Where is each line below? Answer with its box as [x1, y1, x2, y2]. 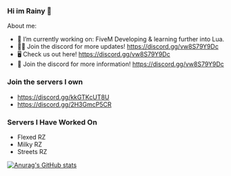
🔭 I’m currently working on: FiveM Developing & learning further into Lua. [17, 35, 225, 43]
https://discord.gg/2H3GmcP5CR [17, 100, 112, 109]
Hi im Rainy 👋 [7, 6, 52, 16]
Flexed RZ [17, 133, 46, 141]
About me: [7, 22, 37, 30]
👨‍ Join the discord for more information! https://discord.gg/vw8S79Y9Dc [17, 60, 224, 68]
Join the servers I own [7, 77, 83, 87]
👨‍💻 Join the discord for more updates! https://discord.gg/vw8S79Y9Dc [17, 43, 219, 51]
